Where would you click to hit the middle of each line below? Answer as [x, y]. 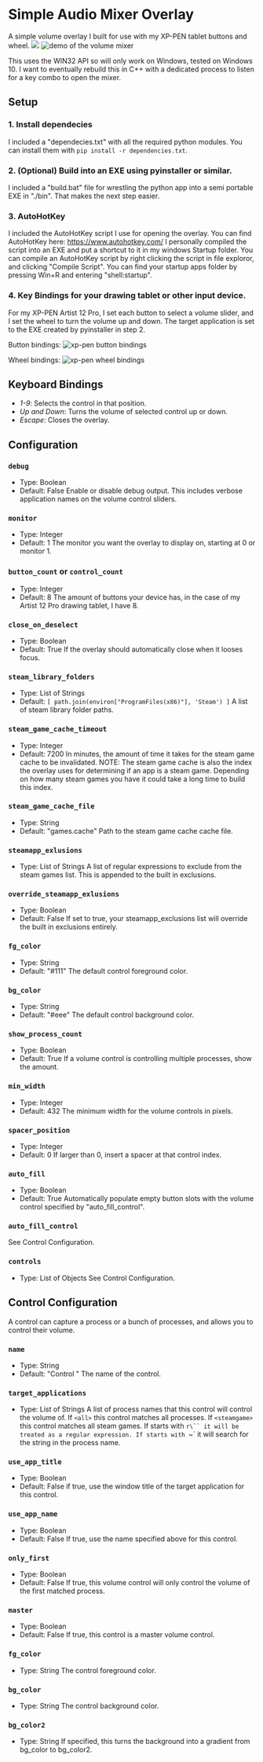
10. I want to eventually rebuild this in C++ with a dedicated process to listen [131, 69]
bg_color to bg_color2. [56, 1749]
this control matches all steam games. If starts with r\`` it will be [129, 1426]
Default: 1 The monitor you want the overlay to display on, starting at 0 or [137, 543]
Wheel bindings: [35, 360]
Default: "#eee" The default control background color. [107, 1015]
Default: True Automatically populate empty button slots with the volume [137, 1199]
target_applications [47, 1393]
